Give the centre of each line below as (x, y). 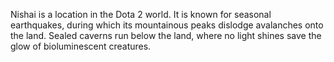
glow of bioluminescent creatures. (81, 46)
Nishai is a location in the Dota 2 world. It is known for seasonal (141, 14)
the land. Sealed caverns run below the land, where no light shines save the (166, 35)
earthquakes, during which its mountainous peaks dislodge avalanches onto (167, 25)
